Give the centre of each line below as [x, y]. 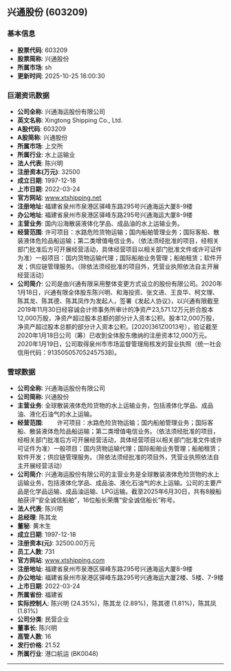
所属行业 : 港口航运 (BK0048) [57, 654]
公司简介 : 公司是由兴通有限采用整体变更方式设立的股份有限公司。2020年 [120, 284]
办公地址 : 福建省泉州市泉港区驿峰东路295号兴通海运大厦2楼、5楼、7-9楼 [120, 577]
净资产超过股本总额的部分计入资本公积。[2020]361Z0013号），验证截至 [117, 326]
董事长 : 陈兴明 [37, 628]
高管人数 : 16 [34, 637]
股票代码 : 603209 [42, 50]
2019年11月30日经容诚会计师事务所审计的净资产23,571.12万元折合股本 [115, 309]
